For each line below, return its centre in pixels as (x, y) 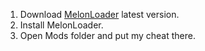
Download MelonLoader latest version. (99, 14)
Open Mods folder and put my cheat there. (107, 35)
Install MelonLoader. (61, 25)
